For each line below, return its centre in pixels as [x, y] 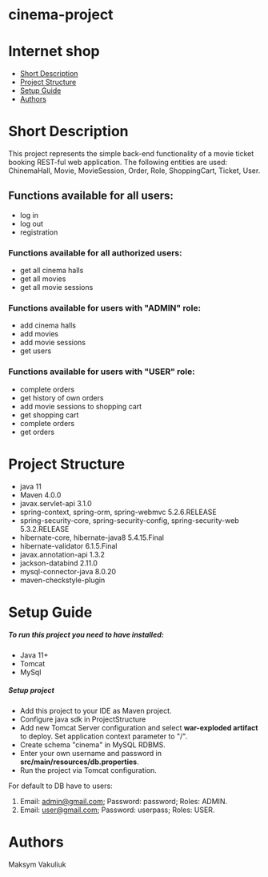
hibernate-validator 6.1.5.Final [68, 545]
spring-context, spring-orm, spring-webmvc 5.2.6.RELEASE [118, 512]
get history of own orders [62, 397]
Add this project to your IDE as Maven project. [96, 710]
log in [29, 215]
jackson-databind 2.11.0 [59, 563]
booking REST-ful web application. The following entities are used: [118, 163]
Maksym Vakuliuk [37, 864]
